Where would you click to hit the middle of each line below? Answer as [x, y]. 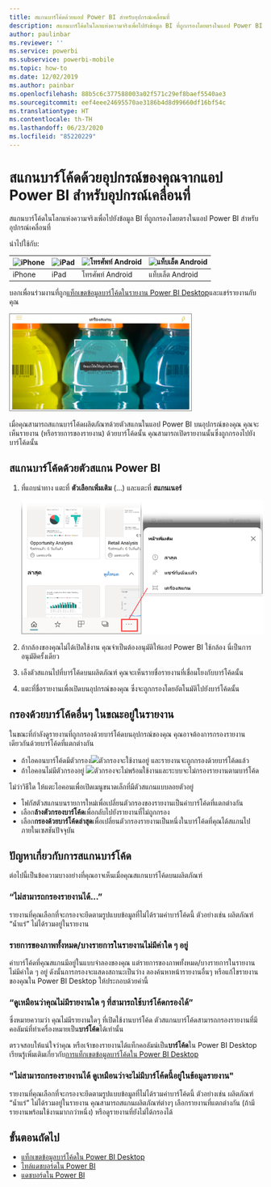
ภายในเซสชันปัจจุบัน [48, 830]
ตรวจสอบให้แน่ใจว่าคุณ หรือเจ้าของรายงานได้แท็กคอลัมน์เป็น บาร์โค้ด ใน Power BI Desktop [133, 1045]
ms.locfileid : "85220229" [52, 137]
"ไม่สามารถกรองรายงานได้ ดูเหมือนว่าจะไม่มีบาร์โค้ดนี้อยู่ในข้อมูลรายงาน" [122, 1076]
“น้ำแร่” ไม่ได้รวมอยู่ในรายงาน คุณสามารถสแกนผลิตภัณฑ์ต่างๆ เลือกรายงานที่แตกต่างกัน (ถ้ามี [132, 1102]
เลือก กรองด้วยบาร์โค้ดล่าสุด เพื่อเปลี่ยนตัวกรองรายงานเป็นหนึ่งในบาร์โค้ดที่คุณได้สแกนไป [135, 820]
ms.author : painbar [42, 85]
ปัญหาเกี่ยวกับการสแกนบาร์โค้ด [70, 856]
